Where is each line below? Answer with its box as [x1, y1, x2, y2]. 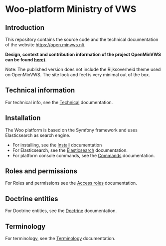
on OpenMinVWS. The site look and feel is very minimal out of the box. [5, 72, 151, 78]
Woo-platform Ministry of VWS [5, 3, 137, 15]
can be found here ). [5, 57, 47, 63]
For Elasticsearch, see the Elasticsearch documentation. [12, 147, 128, 153]
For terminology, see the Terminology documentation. [5, 236, 116, 242]
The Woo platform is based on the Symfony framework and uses [5, 127, 138, 133]
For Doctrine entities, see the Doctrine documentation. [5, 208, 117, 214]
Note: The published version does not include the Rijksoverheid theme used [5, 66, 161, 72]
